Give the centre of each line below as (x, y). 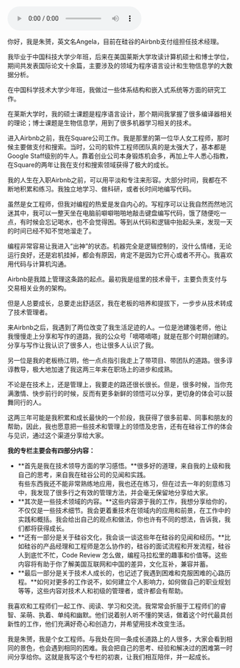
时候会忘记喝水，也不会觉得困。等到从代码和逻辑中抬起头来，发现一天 (129, 222)
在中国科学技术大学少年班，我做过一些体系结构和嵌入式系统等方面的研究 (114, 90)
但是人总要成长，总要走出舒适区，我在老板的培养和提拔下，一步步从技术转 (117, 303)
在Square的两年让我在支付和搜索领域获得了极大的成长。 (90, 165)
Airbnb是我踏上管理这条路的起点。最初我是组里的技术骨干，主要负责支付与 (117, 279)
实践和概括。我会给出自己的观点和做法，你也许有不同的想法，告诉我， (121, 519)
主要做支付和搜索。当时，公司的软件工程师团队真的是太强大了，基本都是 (120, 147)
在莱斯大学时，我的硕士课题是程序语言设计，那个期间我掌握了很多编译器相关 (120, 114)
